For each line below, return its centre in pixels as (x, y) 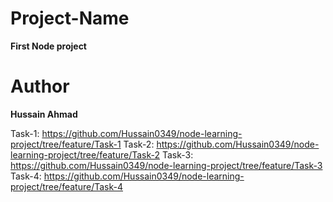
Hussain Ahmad (44, 114)
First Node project (49, 46)
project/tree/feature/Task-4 (66, 186)
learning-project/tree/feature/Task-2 (85, 154)
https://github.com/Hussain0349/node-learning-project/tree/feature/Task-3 (166, 165)
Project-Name (70, 18)
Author (40, 86)
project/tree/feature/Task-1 (66, 144)
